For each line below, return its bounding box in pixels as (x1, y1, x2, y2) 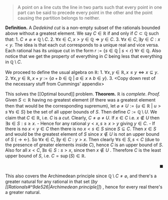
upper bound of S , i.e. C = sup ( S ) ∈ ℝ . (5, 153, 86, 159)
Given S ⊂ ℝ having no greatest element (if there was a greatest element (5, 97, 156, 103)
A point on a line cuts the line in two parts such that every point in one (17, 5, 162, 10)
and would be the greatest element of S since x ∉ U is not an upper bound (5, 131, 159, 137)
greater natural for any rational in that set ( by (5, 178, 98, 184)
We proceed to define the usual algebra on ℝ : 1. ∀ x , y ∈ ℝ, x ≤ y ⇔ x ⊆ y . (5, 69, 159, 75)
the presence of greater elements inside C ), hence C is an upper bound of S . (5, 142, 163, 148)
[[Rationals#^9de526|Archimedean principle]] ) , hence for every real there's (5, 184, 163, 190)
